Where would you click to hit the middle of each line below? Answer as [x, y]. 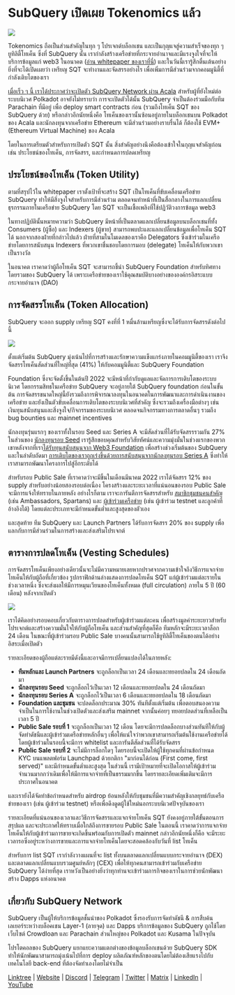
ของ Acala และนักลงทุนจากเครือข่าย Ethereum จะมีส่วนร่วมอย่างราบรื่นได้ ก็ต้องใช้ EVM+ [114, 122]
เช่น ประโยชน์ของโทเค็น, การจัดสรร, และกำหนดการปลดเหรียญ [79, 152]
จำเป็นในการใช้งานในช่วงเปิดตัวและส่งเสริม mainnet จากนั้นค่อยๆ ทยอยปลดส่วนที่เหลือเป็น [123, 711]
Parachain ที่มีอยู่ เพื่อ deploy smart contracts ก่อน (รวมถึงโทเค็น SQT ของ [104, 107]
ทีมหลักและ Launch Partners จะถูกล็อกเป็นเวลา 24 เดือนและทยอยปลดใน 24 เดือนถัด [122, 671]
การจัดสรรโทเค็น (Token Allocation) [78, 305]
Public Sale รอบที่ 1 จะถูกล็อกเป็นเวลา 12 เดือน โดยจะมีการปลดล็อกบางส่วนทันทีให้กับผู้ [121, 727]
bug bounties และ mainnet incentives [60, 418]
